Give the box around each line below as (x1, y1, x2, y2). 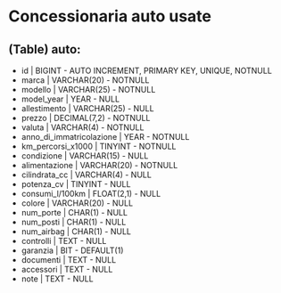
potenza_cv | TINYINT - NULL (21, 179, 131, 189)
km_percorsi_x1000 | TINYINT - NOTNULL (21, 141, 177, 151)
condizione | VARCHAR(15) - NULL (21, 151, 149, 161)
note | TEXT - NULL (21, 273, 95, 284)
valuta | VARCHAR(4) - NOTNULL (21, 122, 145, 133)
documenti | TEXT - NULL (21, 255, 117, 265)
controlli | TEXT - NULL (21, 236, 107, 246)
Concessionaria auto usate (8, 6, 211, 27)
